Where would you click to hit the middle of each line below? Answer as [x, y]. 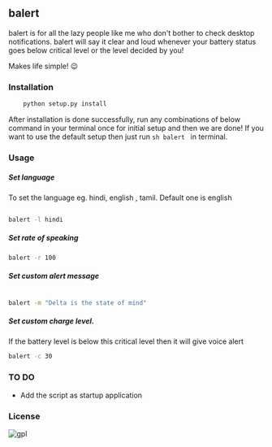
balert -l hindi [36, 219]
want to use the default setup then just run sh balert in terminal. [118, 137]
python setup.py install [65, 104]
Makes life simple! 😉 [43, 66]
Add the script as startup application [81, 395]
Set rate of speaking [43, 238]
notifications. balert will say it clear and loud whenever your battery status [132, 41]
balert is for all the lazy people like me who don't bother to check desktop [132, 33]
